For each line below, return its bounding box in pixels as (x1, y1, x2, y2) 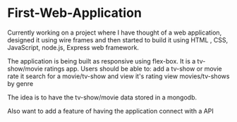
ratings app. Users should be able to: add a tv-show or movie (44, 64, 222, 73)
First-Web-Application (7, 5, 142, 21)
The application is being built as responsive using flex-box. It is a (7, 56, 196, 65)
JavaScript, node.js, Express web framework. (7, 43, 140, 51)
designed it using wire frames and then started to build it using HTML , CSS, (7, 35, 229, 44)
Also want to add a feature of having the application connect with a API (7, 106, 214, 115)
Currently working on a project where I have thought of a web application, (7, 28, 222, 37)
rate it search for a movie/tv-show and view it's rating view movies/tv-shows (7, 72, 230, 80)
